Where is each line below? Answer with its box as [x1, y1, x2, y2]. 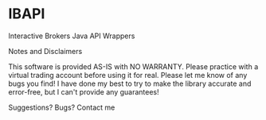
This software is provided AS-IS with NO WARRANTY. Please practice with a [8, 61, 259, 72]
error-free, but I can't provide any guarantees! [8, 87, 159, 96]
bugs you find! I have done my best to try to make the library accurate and [8, 79, 252, 88]
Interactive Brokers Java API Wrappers [8, 31, 135, 41]
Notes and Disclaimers [8, 46, 83, 56]
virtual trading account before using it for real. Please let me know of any [8, 70, 248, 79]
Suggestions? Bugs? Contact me [8, 103, 115, 112]
